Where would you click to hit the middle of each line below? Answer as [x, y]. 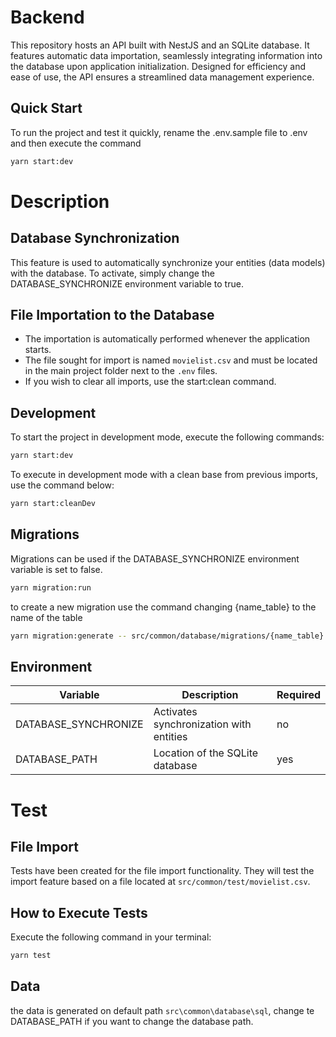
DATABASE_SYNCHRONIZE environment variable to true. [127, 283]
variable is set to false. [56, 569]
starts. [38, 350]
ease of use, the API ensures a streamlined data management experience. [162, 77]
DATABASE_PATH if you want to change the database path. [132, 1021]
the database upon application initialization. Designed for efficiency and [158, 66]
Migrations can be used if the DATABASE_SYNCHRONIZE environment [155, 558]
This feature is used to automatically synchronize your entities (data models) [168, 262]
